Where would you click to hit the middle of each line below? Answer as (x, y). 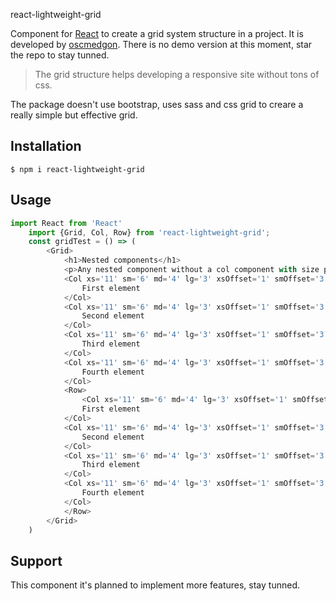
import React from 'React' (66, 223)
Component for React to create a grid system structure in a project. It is (157, 33)
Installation (46, 146)
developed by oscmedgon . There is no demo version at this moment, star (161, 44)
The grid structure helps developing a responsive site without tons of (177, 74)
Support (36, 560)
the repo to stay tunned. (60, 55)
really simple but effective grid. (74, 115)
